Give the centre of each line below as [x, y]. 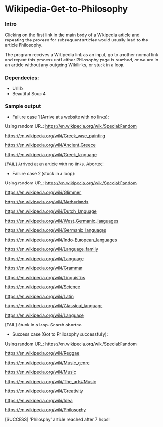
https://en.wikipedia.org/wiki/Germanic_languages [56, 230]
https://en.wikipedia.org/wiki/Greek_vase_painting [55, 136]
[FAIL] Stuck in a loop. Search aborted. [44, 325]
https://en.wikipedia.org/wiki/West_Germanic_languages [62, 221]
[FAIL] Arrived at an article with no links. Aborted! [54, 164]
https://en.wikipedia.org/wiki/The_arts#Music [51, 382]
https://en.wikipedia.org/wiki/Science [43, 287]
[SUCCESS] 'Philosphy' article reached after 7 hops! [57, 419]
